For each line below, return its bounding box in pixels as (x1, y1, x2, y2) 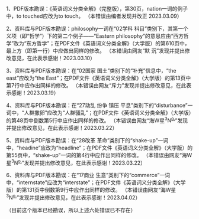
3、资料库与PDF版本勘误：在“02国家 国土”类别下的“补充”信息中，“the (6, 67, 176, 74)
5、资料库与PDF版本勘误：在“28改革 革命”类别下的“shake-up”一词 (6, 136, 169, 143)
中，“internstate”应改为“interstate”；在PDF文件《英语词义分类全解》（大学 (6, 179, 186, 186)
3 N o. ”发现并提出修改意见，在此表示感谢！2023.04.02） (6, 193, 141, 201)
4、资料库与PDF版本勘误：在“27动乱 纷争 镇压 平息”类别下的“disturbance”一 (6, 102, 193, 109)
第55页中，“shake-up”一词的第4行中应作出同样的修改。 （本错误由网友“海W (6, 151, 192, 158)
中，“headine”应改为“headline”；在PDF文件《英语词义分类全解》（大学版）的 (6, 144, 193, 151)
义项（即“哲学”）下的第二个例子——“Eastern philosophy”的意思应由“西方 (6, 32, 184, 40)
